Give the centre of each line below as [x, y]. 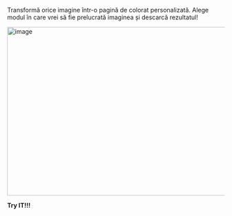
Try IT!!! [19, 205]
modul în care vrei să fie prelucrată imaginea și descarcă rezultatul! [103, 17]
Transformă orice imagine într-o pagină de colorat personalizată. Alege [108, 10]
